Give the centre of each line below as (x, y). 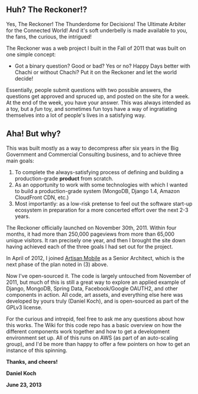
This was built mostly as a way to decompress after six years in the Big (92, 148)
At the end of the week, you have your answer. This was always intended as (98, 102)
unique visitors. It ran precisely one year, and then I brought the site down (96, 240)
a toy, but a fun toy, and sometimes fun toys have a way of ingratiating (92, 108)
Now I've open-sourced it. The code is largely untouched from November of (99, 276)
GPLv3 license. (24, 307)
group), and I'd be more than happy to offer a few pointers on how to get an (98, 344)
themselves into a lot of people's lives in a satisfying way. (76, 115)
